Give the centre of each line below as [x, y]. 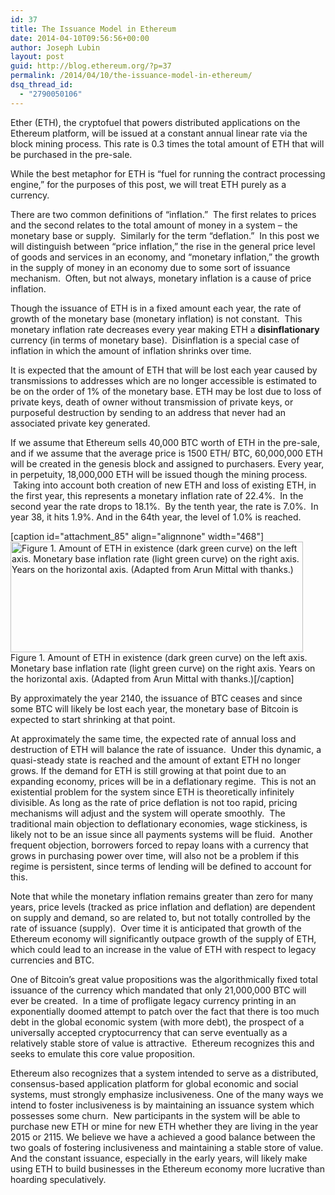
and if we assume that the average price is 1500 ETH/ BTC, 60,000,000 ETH [166, 453]
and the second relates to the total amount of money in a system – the [154, 225]
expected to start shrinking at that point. [93, 719]
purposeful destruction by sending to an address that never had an [148, 412]
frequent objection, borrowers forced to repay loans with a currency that [159, 845]
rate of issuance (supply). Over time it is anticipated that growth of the [156, 928]
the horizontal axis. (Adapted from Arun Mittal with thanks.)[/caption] [152, 678]
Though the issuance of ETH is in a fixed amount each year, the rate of [156, 308]
